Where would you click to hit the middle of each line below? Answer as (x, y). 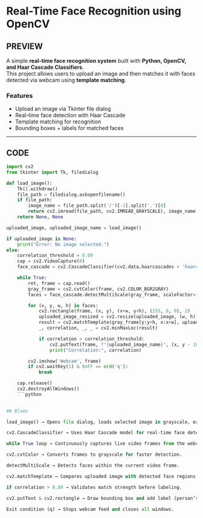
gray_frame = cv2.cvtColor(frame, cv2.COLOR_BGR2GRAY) (98, 289)
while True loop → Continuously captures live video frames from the (96, 444)
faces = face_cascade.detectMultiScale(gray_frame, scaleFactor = (112, 294)
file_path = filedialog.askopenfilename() (71, 195)
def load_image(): (29, 183)
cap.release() (35, 383)
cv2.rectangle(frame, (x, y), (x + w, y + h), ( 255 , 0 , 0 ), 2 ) (114, 311)
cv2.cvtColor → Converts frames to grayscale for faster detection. (94, 455)
